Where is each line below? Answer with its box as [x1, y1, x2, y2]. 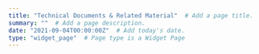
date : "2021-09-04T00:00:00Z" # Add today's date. [8, 26, 185, 34]
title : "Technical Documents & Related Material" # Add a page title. [8, 11, 253, 20]
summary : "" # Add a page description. [8, 19, 146, 27]
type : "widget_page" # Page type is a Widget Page [8, 33, 185, 42]
